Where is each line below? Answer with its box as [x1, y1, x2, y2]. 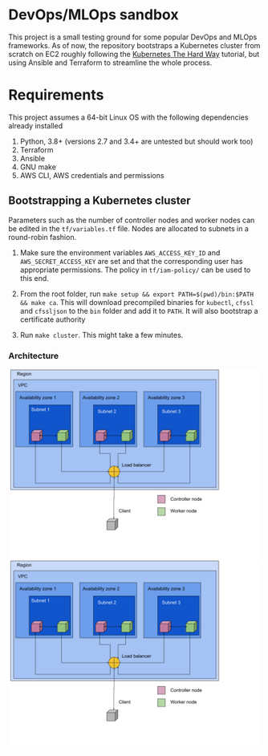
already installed [8, 120, 63, 130]
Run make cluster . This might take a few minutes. [19, 330, 184, 339]
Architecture [8, 350, 59, 361]
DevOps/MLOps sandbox [8, 6, 179, 24]
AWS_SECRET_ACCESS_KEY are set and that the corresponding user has [19, 256, 243, 266]
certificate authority [19, 315, 86, 324]
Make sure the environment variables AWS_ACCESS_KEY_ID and [19, 247, 221, 258]
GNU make [19, 162, 56, 172]
